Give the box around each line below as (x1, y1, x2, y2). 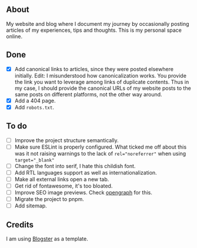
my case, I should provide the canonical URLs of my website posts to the (14, 85, 191, 92)
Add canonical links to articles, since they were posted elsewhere (14, 65, 173, 72)
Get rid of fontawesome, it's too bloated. (14, 182, 113, 189)
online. (6, 32, 22, 40)
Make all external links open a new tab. (14, 176, 109, 183)
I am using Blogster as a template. (6, 235, 88, 242)
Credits (6, 220, 34, 230)
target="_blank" (14, 157, 55, 163)
